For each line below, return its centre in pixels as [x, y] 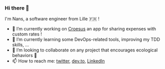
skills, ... [20, 45]
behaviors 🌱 [24, 55]
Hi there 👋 [17, 8]
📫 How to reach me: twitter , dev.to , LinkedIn [58, 61]
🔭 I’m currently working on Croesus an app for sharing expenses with [84, 29]
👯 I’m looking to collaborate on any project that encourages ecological [85, 50]
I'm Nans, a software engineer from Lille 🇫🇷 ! [52, 19]
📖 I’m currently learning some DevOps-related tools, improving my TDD [86, 39]
